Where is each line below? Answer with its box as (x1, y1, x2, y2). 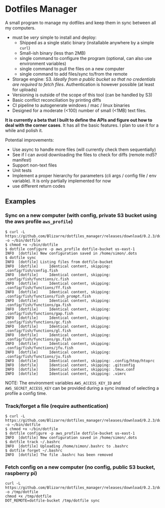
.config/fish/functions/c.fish (5, 277, 69, 282)
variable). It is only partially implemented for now (12, 178, 111, 184)
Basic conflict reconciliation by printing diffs (12, 97, 102, 103)
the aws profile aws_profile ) (5, 218, 73, 225)
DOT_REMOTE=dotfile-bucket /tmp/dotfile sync (5, 498, 100, 503)
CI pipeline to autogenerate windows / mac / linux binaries (12, 102, 130, 108)
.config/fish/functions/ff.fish (5, 285, 71, 290)
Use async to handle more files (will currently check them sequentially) (12, 146, 156, 152)
